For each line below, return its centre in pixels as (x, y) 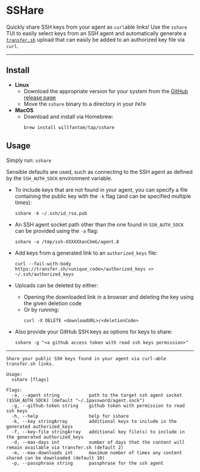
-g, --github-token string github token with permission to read (98, 406)
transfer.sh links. (30, 364)
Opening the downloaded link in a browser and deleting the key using (109, 297)
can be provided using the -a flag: (57, 231)
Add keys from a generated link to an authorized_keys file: (86, 253)
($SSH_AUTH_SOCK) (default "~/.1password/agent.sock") (76, 400)
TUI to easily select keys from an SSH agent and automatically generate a (96, 33)
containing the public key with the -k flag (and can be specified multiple (103, 196)
